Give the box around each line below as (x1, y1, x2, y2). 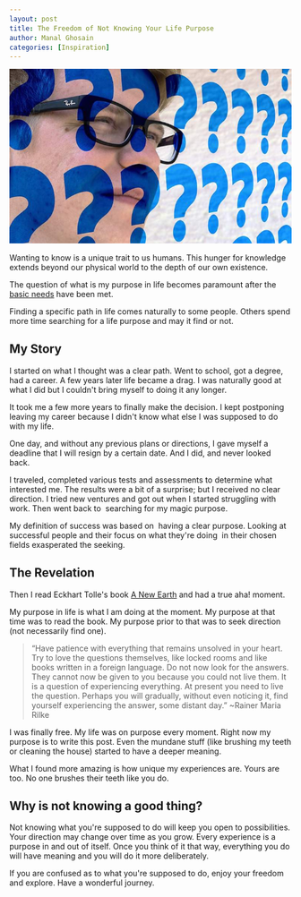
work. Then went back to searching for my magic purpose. (9, 502, 228, 514)
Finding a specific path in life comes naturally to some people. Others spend (9, 306, 291, 317)
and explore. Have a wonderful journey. (9, 877, 155, 888)
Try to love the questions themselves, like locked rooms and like (30, 652, 268, 662)
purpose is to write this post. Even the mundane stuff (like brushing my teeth (9, 736, 292, 747)
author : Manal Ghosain (9, 33, 94, 42)
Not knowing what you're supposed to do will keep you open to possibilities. (9, 822, 291, 833)
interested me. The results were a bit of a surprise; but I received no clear (9, 483, 280, 494)
